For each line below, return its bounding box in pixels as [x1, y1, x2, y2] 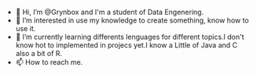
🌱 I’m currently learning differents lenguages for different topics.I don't [15, 32, 245, 41]
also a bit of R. [15, 49, 63, 58]
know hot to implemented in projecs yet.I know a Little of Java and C [15, 41, 238, 50]
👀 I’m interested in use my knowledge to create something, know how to [15, 16, 249, 25]
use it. [15, 24, 36, 33]
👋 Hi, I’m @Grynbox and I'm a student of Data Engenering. [15, 8, 204, 16]
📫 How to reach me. [15, 58, 83, 66]
